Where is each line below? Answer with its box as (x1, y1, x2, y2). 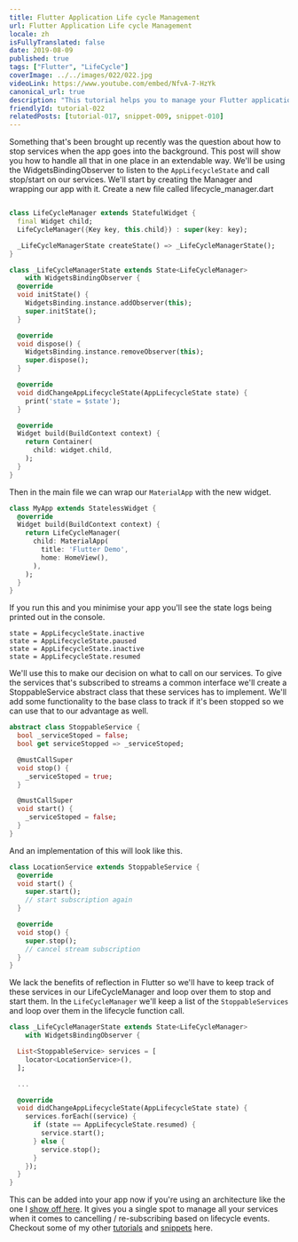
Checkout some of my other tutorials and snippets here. (9, 1222, 213, 1233)
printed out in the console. (9, 612, 106, 623)
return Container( (25, 437, 93, 447)
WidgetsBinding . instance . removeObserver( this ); (25, 347, 204, 356)
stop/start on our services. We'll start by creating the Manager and (9, 174, 253, 185)
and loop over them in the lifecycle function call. (9, 1006, 184, 1016)
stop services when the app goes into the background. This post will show (9, 146, 281, 156)
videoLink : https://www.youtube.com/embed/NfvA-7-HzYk (9, 79, 216, 88)
